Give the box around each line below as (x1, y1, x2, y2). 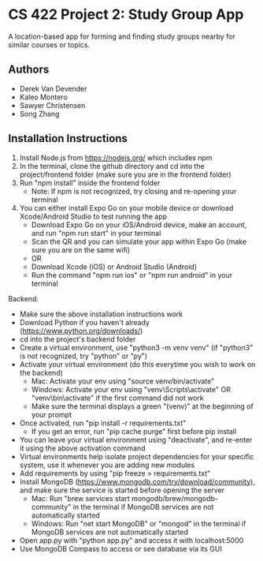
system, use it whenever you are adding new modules (19, 460, 195, 469)
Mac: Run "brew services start (31, 493, 130, 503)
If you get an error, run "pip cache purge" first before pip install (31, 426, 237, 436)
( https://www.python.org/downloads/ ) (19, 326, 143, 335)
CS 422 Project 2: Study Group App (8, 6, 244, 24)
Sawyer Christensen (19, 100, 86, 110)
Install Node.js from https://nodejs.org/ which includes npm (19, 152, 213, 163)
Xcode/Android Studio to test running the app (19, 211, 168, 221)
